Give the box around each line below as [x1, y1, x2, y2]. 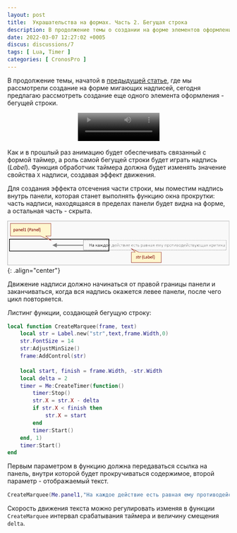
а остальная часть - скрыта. [7, 207, 92, 215]
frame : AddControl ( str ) [20, 353, 87, 360]
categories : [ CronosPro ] [7, 56, 87, 63]
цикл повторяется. [7, 295, 63, 303]
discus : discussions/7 [7, 41, 74, 49]
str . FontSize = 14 [20, 338, 74, 345]
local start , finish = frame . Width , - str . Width [20, 367, 162, 374]
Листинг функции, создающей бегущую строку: [7, 308, 152, 317]
